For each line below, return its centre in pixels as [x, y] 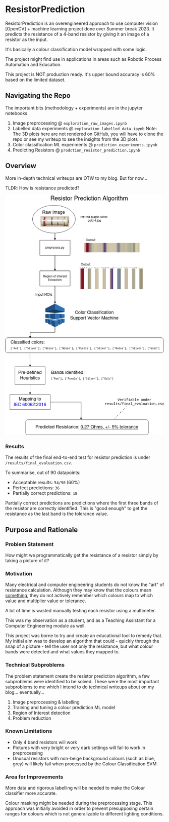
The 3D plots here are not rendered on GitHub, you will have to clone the [88, 134]
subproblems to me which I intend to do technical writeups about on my [80, 687]
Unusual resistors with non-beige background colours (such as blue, [84, 758]
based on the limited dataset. [35, 80]
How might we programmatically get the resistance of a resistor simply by [82, 555]
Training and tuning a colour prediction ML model [64, 707]
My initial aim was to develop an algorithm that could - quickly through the [82, 641]
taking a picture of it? [27, 560]
